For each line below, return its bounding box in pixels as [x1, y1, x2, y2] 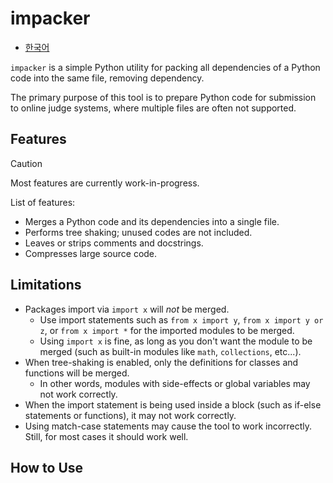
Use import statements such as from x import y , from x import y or [39, 313, 324, 326]
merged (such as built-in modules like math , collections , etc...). [39, 345, 302, 357]
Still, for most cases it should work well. [24, 430, 189, 442]
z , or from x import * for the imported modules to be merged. [39, 324, 295, 336]
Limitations [10, 277, 82, 294]
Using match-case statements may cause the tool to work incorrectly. [24, 420, 313, 432]
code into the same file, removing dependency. [10, 72, 205, 84]
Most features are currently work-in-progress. [10, 177, 200, 189]
